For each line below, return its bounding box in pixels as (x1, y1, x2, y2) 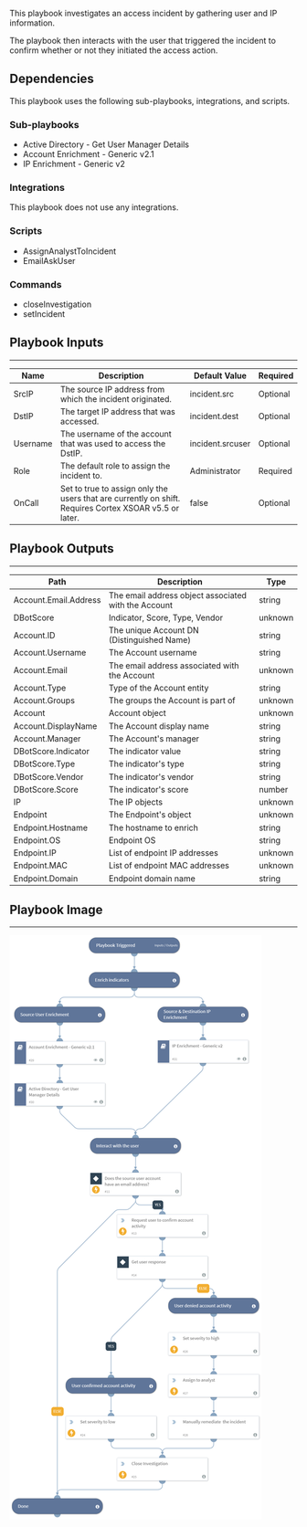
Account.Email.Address (13, 595, 101, 606)
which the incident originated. (60, 393, 172, 405)
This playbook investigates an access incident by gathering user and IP (9, 8, 278, 18)
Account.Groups (13, 695, 76, 706)
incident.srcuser (189, 438, 251, 449)
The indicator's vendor (108, 771, 195, 782)
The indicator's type (108, 758, 185, 770)
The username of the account (60, 428, 172, 439)
